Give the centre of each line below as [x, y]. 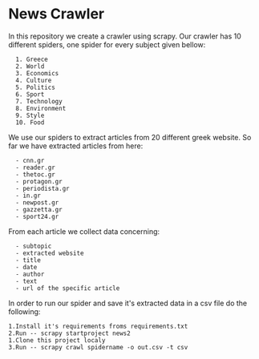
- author [30, 274]
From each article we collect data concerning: [84, 231]
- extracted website [50, 253]
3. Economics [37, 73]
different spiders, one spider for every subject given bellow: [107, 44]
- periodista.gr [42, 188]
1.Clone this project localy [57, 340]
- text [26, 281]
